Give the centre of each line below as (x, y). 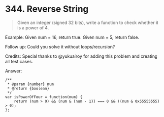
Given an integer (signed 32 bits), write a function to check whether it (88, 23)
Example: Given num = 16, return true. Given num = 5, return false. (72, 37)
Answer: (14, 71)
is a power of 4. (33, 27)
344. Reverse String (47, 9)
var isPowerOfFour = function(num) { (44, 97)
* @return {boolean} (28, 88)
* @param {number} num (31, 84)
